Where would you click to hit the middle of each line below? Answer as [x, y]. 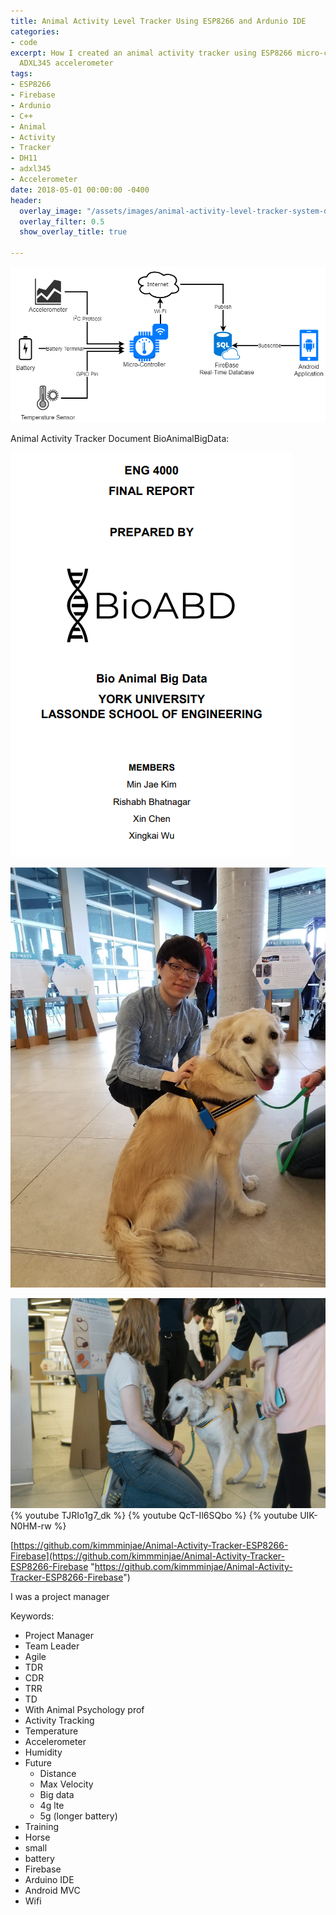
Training [42, 1826]
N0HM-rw [31, 1526]
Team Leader [52, 1646]
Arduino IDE [49, 1879]
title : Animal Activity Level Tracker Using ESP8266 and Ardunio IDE [158, 21]
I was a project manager [60, 1596]
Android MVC [52, 1890]
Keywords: [32, 1616]
